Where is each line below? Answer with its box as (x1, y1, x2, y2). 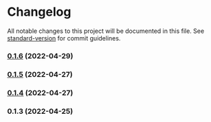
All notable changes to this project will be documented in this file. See (7, 27, 205, 35)
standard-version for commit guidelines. (7, 34, 121, 42)
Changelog (7, 4, 71, 20)
